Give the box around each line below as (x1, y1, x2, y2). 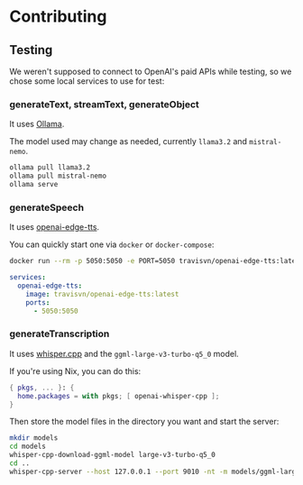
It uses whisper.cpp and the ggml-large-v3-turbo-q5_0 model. (9, 348, 239, 359)
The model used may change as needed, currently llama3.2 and (9, 136, 248, 147)
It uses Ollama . (9, 119, 65, 130)
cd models (9, 442, 47, 452)
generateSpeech (9, 201, 84, 214)
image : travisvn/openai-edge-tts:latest (25, 289, 179, 298)
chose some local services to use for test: (9, 76, 165, 87)
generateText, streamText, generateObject (9, 97, 200, 110)
